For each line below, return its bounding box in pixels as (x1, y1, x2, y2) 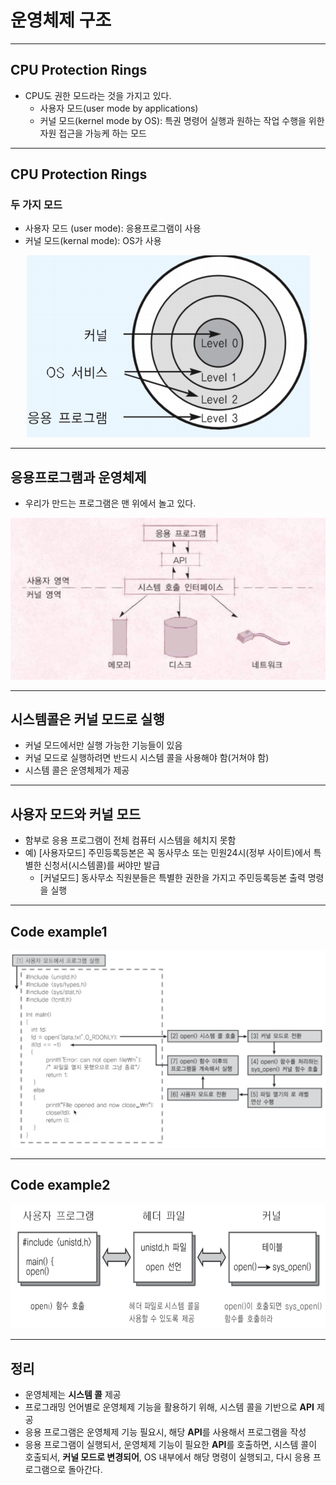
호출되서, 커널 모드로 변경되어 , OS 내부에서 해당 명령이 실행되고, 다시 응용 (24, 1451, 312, 1463)
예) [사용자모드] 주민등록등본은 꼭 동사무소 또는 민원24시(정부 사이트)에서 (24, 847, 312, 859)
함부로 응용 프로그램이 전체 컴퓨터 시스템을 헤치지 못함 (24, 834, 237, 846)
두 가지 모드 (10, 198, 63, 212)
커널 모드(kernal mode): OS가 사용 (24, 235, 162, 247)
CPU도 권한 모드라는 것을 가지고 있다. (24, 89, 172, 101)
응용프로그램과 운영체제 (10, 469, 147, 486)
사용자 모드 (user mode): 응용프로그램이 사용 (24, 222, 202, 235)
